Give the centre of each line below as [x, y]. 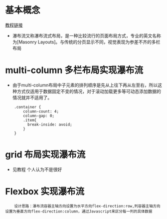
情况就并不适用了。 [32, 97]
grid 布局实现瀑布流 [45, 155]
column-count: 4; [41, 111]
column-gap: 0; [39, 115]
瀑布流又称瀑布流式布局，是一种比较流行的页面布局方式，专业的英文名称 [86, 35]
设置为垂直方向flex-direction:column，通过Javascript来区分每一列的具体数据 [79, 211]
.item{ [30, 120]
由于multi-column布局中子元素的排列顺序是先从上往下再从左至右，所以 [85, 85]
